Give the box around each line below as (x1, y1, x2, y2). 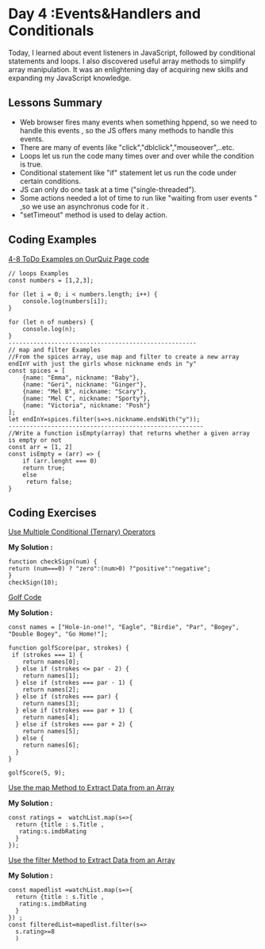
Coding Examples (8, 233, 98, 247)
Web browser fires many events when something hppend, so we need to (19, 117, 258, 127)
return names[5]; (22, 728, 80, 736)
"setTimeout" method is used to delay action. (19, 209, 168, 219)
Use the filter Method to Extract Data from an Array (8, 855, 175, 865)
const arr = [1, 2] (8, 443, 73, 451)
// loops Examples (8, 269, 69, 278)
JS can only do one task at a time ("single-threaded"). (19, 184, 197, 194)
